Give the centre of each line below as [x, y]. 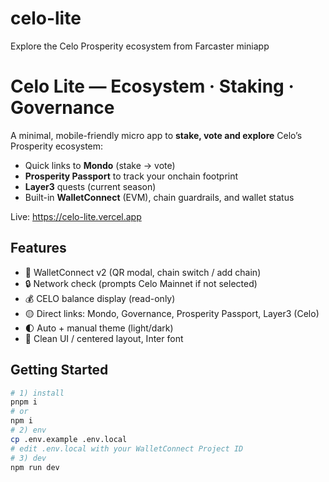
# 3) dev [28, 458]
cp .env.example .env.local [69, 439]
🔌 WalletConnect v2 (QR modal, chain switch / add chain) [143, 272]
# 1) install [37, 393]
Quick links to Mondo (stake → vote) [100, 165]
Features [38, 248]
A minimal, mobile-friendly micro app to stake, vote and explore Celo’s [156, 135]
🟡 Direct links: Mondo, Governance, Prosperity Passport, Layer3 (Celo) [172, 313]
